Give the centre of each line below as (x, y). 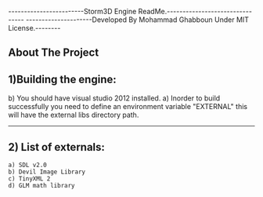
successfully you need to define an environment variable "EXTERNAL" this (128, 107)
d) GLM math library (42, 186)
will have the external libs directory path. (74, 115)
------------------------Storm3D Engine (72, 11)
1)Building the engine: (63, 79)
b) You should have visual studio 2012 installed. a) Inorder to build (114, 98)
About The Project (54, 53)
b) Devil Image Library (47, 172)
